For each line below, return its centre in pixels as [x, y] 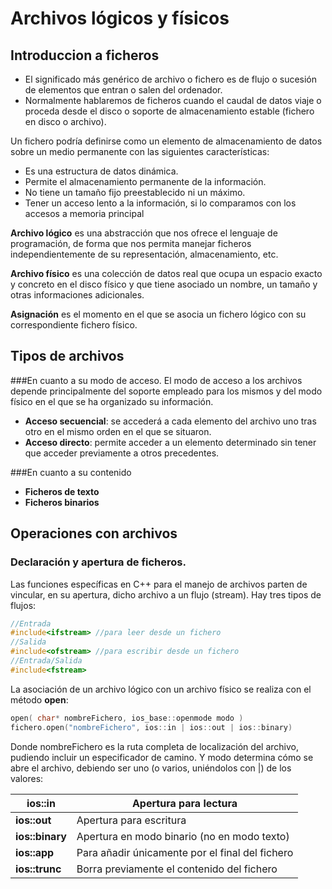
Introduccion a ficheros [85, 55]
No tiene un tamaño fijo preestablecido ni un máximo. [135, 192]
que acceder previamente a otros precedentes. [122, 453]
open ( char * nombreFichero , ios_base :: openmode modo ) [127, 718]
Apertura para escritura [131, 820]
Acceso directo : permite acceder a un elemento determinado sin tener [170, 442]
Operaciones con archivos [94, 533]
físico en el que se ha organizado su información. [112, 401]
